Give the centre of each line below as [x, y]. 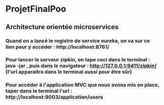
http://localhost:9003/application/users [54, 97]
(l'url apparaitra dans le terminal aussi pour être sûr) [69, 72]
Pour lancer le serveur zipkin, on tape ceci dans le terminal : [78, 60]
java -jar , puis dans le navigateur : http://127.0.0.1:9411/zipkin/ [81, 66]
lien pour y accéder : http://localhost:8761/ [57, 47]
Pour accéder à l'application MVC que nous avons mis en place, [82, 85]
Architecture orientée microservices [62, 27]
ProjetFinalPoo [36, 9]
